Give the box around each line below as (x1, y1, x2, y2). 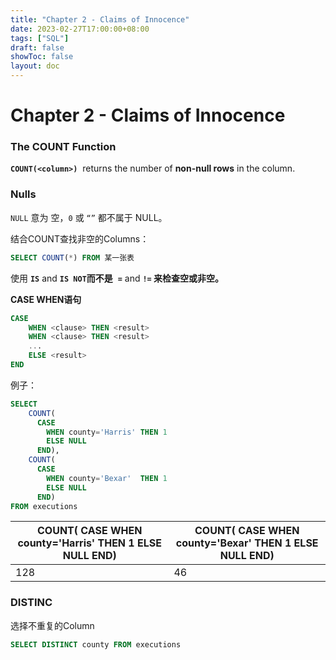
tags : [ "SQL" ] (10, 33, 70, 43)
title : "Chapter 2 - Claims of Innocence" (10, 14, 190, 25)
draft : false (10, 42, 65, 53)
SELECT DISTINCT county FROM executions (10, 639, 182, 650)
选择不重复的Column (10, 619, 95, 631)
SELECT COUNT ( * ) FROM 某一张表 (10, 252, 135, 263)
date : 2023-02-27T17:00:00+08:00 (10, 24, 150, 34)
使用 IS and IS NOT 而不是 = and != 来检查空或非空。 (10, 272, 225, 284)
